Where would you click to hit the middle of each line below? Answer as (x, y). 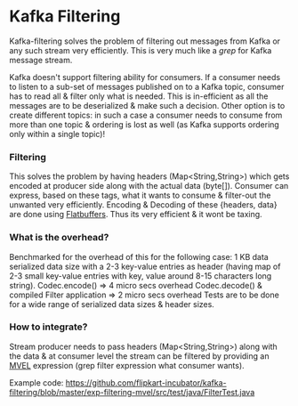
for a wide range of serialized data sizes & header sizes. (112, 304)
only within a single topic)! (57, 134)
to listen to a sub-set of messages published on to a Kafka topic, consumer (147, 86)
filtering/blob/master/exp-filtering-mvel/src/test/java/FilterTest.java (132, 392)
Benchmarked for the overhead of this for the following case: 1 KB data (139, 256)
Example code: (36, 382)
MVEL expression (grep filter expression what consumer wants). (127, 365)
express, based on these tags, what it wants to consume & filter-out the (140, 195)
